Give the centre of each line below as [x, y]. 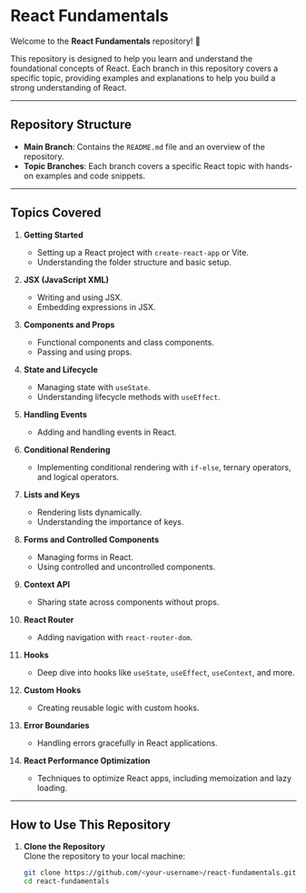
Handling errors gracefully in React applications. [127, 743]
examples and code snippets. [91, 176]
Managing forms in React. [85, 557]
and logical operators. [78, 477]
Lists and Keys [52, 494]
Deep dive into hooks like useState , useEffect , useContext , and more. [166, 672]
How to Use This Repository [91, 824]
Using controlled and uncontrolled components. [126, 567]
